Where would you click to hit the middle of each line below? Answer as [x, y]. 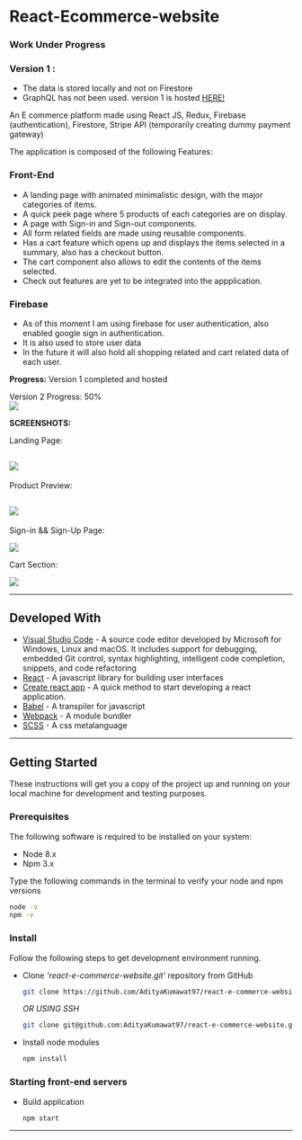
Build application [53, 1101]
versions [25, 890]
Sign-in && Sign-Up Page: [57, 530]
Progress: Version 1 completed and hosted [89, 379]
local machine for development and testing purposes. [108, 794]
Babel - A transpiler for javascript [84, 707]
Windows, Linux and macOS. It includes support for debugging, [140, 649]
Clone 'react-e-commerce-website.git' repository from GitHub [138, 975]
